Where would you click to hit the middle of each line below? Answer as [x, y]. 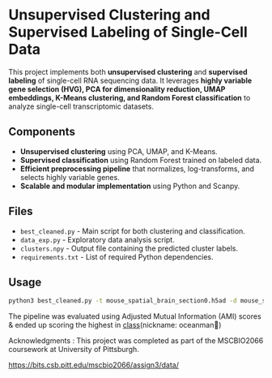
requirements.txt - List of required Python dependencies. [117, 256]
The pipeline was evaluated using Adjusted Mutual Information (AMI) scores [135, 316]
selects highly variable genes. [70, 177]
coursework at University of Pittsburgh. [74, 350]
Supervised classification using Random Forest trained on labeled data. [141, 160]
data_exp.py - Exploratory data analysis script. [98, 239]
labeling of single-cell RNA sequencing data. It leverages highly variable [130, 80]
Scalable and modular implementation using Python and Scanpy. [130, 186]
